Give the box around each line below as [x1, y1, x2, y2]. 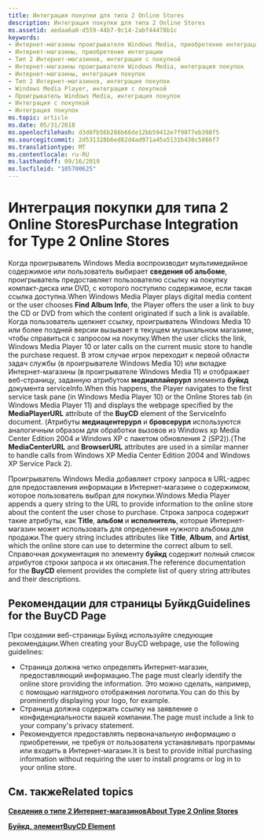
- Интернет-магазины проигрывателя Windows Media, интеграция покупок [8, 63, 244, 71]
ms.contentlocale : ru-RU [8, 150, 90, 158]
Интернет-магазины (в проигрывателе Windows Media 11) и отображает [8, 366, 250, 376]
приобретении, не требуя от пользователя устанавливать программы [19, 737, 255, 747]
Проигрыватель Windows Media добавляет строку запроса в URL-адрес [8, 473, 251, 484]
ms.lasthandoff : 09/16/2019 [8, 158, 101, 166]
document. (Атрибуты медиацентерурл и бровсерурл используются [8, 417, 241, 426]
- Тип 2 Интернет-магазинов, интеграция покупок [8, 77, 170, 85]
